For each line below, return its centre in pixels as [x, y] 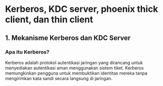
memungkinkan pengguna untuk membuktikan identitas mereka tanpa [76, 73]
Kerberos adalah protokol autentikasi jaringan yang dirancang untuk [74, 62]
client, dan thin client [49, 20]
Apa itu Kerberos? [27, 52]
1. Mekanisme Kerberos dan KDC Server [68, 38]
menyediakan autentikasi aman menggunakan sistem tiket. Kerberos [75, 68]
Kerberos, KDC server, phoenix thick [82, 9]
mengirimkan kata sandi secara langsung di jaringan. [59, 78]
